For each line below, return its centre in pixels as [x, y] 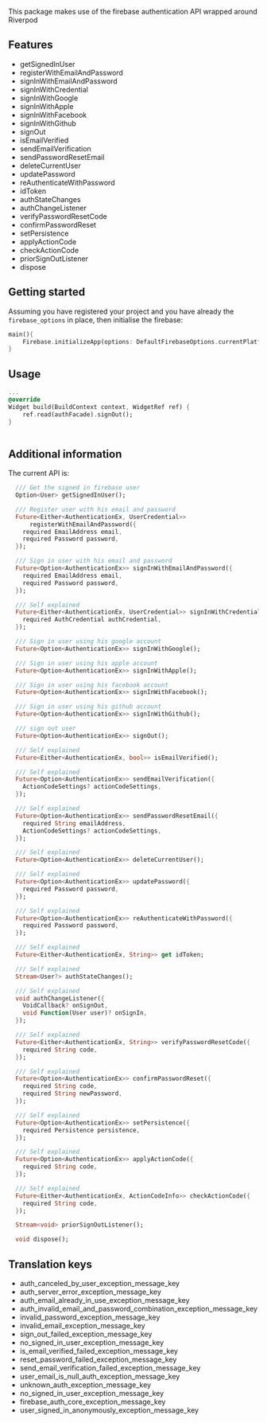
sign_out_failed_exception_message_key [86, 1334]
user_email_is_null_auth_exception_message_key [100, 1376]
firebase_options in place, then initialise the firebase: [96, 320]
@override [25, 400]
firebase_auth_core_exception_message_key [93, 1402]
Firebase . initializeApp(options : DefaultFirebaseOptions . [120, 341]
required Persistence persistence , [81, 1130]
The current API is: [39, 474]
